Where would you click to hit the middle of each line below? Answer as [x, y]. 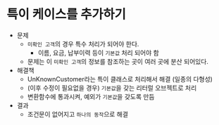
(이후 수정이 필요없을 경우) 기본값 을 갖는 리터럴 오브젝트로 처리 [112, 88]
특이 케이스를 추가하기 [66, 14]
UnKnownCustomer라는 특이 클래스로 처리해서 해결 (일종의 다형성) [120, 79]
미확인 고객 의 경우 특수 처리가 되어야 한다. [83, 44]
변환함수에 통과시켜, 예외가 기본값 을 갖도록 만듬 [91, 96]
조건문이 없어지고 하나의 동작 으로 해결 [77, 114]
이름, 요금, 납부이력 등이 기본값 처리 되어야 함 [98, 53]
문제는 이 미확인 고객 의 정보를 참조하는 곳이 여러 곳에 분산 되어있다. [118, 61]
